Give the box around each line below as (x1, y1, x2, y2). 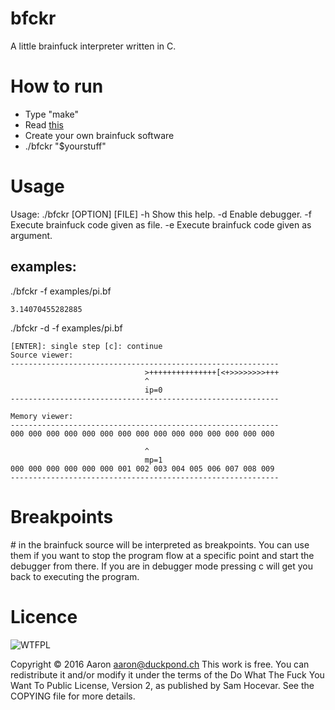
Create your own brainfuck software (24, 129, 175, 141)
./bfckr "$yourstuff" (24, 140, 107, 152)
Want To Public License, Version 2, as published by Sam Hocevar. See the (10, 679, 315, 691)
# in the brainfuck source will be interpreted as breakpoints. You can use (10, 538, 310, 551)
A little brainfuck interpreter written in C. (10, 40, 177, 52)
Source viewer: (10, 350, 74, 360)
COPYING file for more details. (10, 690, 136, 702)
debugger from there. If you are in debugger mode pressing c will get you (10, 560, 314, 572)
